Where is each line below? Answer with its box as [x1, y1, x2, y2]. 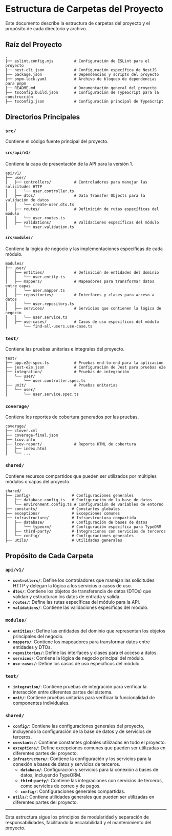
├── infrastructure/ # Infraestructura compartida [5, 515, 137, 520]
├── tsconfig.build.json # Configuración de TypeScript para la [5, 90, 159, 95]
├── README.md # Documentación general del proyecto [5, 85, 157, 90]
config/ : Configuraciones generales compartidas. [20, 788, 125, 794]
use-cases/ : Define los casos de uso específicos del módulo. [12, 660, 141, 666]
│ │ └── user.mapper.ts [5, 288, 66, 293]
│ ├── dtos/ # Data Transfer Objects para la [5, 193, 145, 198]
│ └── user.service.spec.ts [5, 392, 79, 397]
